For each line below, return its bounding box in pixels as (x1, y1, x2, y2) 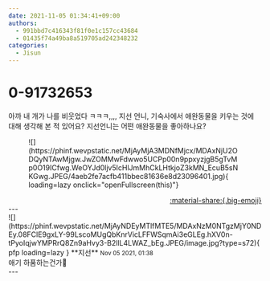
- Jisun (15, 49, 42, 57)
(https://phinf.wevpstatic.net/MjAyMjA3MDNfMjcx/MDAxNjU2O (28, 145, 239, 155)
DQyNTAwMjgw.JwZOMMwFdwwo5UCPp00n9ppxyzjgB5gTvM (28, 154, 238, 164)
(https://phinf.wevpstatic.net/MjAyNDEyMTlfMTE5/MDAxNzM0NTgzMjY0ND (8, 221, 262, 230)
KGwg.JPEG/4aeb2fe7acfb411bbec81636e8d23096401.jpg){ (28, 171, 229, 181)
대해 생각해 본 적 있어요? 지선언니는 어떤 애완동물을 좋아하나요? (8, 121, 207, 131)
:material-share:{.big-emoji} (170, 195, 262, 205)
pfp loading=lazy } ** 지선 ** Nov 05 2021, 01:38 (8, 247, 154, 257)
